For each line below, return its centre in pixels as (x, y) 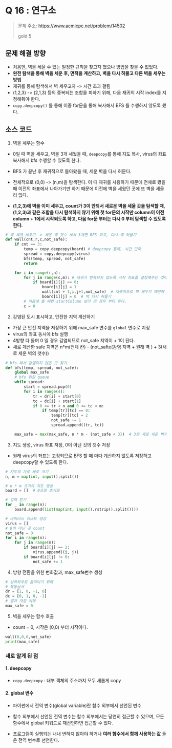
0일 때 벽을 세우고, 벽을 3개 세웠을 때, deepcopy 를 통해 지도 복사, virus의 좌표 (90, 154)
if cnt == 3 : (28, 245)
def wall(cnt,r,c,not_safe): (36, 239)
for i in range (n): (26, 538)
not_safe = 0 (19, 533)
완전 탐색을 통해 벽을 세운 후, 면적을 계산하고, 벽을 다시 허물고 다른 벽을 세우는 (89, 73)
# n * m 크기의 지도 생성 (29, 486)
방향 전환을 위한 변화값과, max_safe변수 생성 (58, 572)
